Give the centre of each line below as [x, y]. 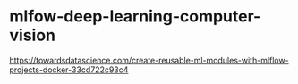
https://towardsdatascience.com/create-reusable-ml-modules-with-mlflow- [149, 60]
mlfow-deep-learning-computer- [135, 17]
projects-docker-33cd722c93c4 [69, 70]
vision [33, 35]
